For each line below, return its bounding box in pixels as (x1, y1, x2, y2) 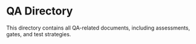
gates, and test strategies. (6, 30, 71, 37)
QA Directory (6, 4, 73, 18)
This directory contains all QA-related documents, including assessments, (6, 24, 191, 31)
